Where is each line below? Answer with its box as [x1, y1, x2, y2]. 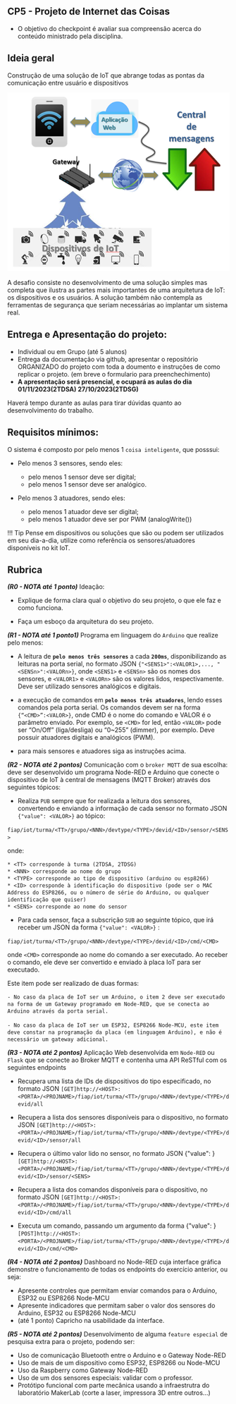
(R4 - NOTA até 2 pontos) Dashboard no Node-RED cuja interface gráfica [7, 1258, 222, 1266]
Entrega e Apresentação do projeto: [7, 329, 168, 341]
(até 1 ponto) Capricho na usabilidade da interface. [17, 1317, 165, 1325]
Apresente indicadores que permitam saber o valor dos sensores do [17, 1301, 216, 1310]
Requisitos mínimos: [7, 427, 99, 439]
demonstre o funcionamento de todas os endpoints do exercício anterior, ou [7, 1265, 228, 1274]
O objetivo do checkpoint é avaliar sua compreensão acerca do [17, 24, 202, 32]
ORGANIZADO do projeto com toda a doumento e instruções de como [17, 362, 221, 371]
